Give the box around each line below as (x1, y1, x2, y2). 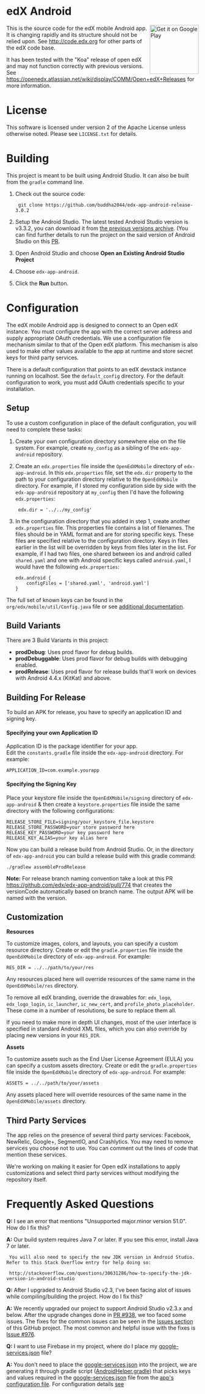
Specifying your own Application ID (6, 729, 98, 736)
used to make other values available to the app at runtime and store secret (6, 347, 193, 354)
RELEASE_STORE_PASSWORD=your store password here (6, 824, 135, 830)
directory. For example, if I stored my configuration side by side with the (15, 482, 196, 489)
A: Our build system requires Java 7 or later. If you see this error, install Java (6, 1236, 199, 1243)
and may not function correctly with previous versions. (6, 62, 144, 70)
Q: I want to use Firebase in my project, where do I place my (6, 1343, 157, 1350)
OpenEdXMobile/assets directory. (6, 1097, 87, 1105)
